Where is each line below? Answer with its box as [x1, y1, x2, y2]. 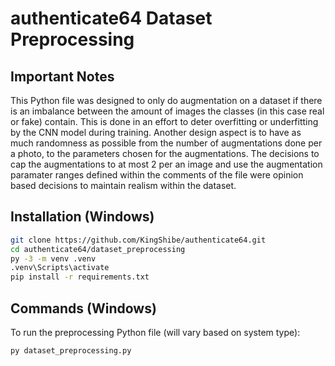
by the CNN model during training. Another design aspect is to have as [10, 127, 302, 138]
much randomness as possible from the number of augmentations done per [10, 137, 323, 149]
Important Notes [10, 68, 115, 85]
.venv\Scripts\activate [10, 263, 110, 273]
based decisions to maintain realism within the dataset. [10, 180, 237, 191]
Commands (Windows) [10, 300, 157, 317]
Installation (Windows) [10, 208, 155, 226]
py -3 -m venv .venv [10, 253, 97, 264]
